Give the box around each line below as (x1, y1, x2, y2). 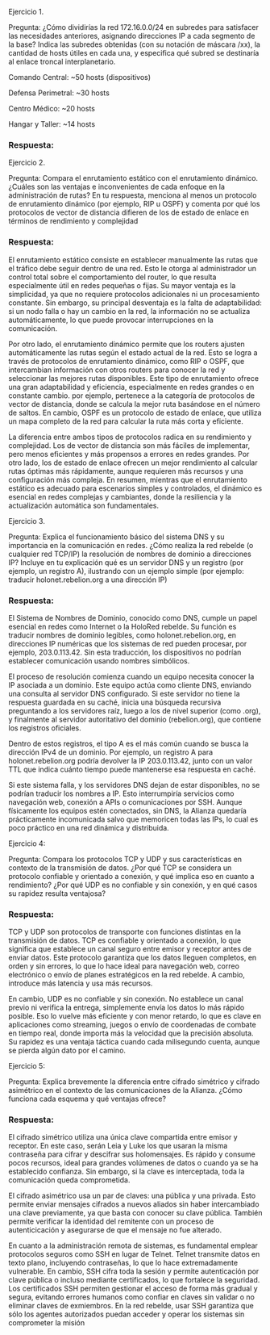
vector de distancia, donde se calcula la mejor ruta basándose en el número (8, 399, 260, 408)
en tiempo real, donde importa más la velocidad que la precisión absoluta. (8, 1028, 254, 1038)
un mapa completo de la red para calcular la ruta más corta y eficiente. (8, 416, 243, 426)
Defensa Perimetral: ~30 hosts (8, 88, 110, 98)
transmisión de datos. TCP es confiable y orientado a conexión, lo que (8, 935, 242, 945)
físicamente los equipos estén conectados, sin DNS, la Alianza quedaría (8, 806, 247, 815)
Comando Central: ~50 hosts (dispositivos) (8, 73, 152, 82)
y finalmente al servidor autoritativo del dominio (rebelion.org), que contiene (8, 714, 262, 724)
